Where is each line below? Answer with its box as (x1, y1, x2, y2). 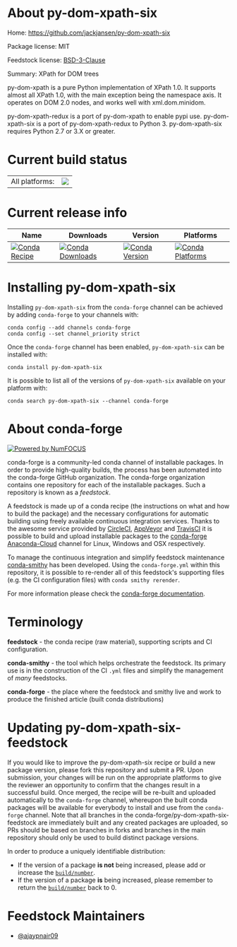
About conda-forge (7, 421, 123, 436)
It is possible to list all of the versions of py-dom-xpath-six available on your (7, 376, 226, 385)
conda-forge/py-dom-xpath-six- (135, 811, 229, 819)
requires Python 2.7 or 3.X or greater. (7, 127, 116, 135)
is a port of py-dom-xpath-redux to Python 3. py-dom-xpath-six (36, 119, 222, 128)
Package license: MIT (7, 42, 71, 50)
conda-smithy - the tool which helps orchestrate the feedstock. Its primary (7, 658, 226, 667)
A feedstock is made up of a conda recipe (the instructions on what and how (7, 501, 230, 510)
